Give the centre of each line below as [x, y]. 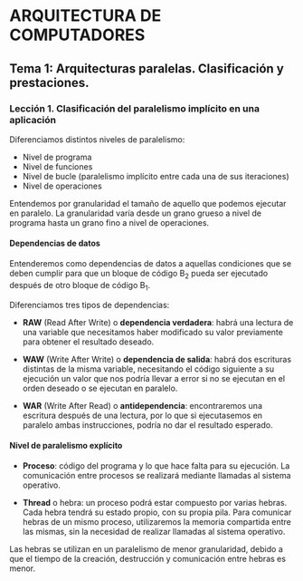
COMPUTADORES [77, 35]
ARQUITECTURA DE [85, 16]
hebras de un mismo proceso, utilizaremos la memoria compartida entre [156, 521]
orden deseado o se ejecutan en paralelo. [100, 388]
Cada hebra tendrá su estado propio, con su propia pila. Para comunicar [157, 512]
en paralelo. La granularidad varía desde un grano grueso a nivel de [136, 213]
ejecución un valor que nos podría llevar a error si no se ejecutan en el [154, 378]
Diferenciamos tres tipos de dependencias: [90, 305]
